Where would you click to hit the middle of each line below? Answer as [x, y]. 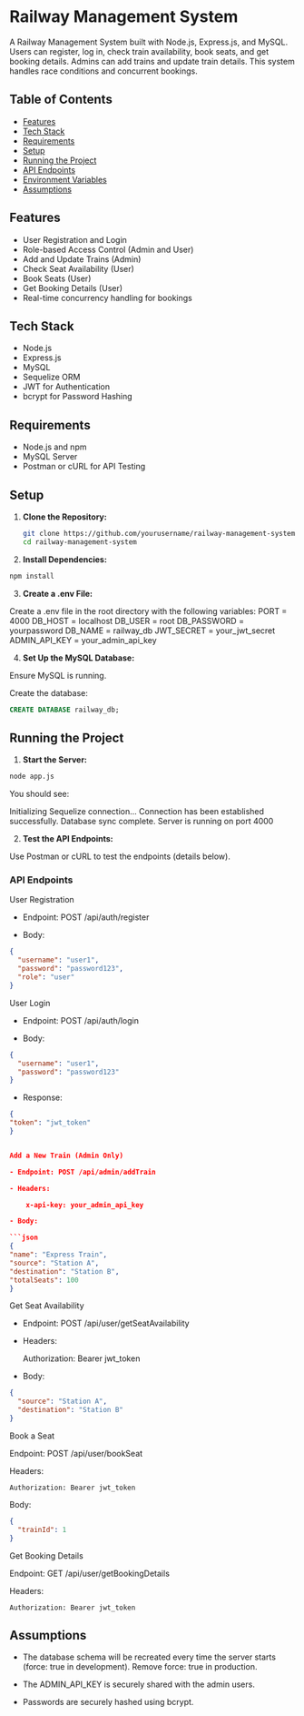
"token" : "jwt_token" [50, 1123]
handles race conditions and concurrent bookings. [103, 71]
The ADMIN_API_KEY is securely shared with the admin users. [139, 1684]
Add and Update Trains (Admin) [82, 259]
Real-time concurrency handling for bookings [107, 298]
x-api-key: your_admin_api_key [85, 1205]
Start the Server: [55, 760]
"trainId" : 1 [42, 1529]
